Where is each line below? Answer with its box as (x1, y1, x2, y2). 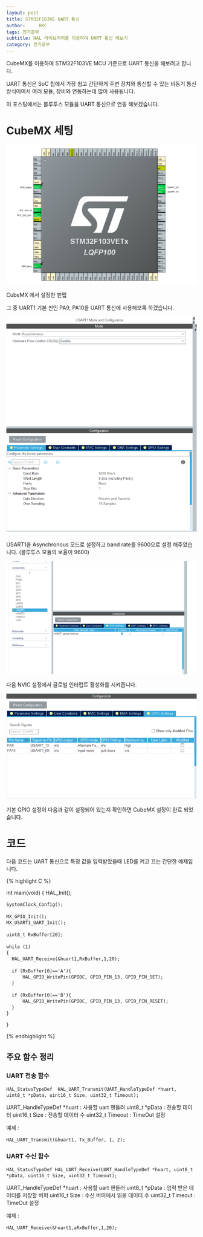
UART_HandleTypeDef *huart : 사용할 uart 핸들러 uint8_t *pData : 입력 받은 (6, 1184, 188, 1192)
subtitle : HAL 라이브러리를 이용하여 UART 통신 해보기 (6, 35, 128, 42)
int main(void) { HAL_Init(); (6, 889, 72, 897)
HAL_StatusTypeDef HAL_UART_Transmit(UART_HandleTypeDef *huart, (6, 1087, 177, 1093)
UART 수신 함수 (6, 1152, 50, 1160)
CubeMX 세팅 (6, 124, 74, 138)
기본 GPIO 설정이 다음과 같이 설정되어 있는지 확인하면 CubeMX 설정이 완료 (6, 806, 182, 813)
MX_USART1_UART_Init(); (6, 920, 66, 926)
